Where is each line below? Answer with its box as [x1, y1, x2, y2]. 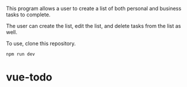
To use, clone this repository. [6, 40, 76, 47]
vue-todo [6, 71, 53, 84]
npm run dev [6, 51, 35, 57]
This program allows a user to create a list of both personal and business [6, 5, 182, 12]
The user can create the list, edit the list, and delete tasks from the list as [6, 23, 181, 29]
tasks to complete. [6, 11, 51, 18]
